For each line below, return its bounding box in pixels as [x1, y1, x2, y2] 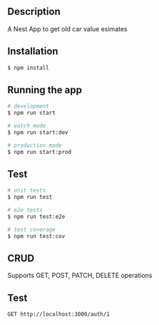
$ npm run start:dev [7, 128, 69, 136]
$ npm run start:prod [7, 148, 72, 155]
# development [7, 103, 50, 110]
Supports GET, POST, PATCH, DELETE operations [7, 271, 153, 280]
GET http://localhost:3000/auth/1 [7, 311, 111, 318]
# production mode [7, 142, 62, 149]
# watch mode [7, 123, 46, 130]
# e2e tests [7, 207, 43, 214]
